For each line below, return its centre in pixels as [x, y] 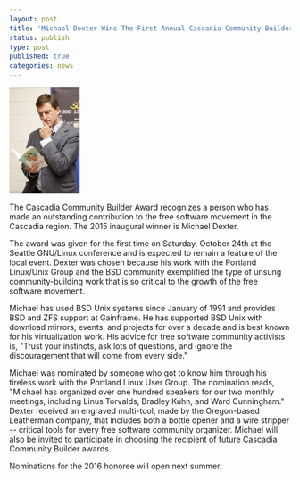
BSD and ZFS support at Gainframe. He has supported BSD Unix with [136, 318]
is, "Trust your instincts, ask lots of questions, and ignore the [121, 346]
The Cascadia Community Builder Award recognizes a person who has [139, 207]
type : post [29, 47]
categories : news [42, 66]
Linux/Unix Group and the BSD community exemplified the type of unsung [146, 272]
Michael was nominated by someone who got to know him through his [138, 373]
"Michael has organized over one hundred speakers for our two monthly [142, 392]
